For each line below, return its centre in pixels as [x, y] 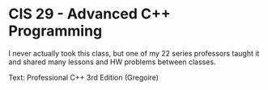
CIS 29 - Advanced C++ [90, 14]
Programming [55, 31]
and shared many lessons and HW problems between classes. [112, 62]
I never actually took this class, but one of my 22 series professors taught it [134, 53]
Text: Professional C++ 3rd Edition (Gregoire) [84, 77]
